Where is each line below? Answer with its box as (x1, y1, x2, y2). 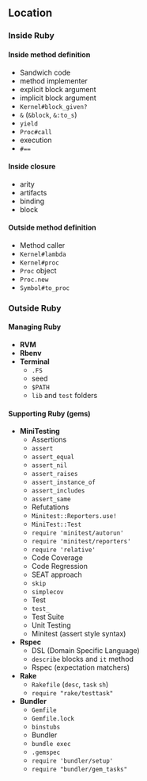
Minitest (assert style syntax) (31, 629, 126, 639)
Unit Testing (31, 621, 71, 630)
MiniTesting (19, 427, 61, 436)
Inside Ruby (8, 30, 55, 41)
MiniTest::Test (31, 520, 81, 529)
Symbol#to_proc (19, 284, 70, 292)
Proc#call (19, 128, 53, 136)
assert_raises (31, 470, 78, 478)
